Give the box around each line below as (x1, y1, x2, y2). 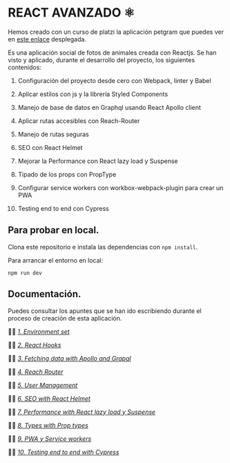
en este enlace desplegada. (8, 35, 87, 43)
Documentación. (8, 288, 82, 300)
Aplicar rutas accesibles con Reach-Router (17, 116, 140, 125)
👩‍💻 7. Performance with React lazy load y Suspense (8, 408, 156, 416)
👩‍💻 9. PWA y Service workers (8, 434, 92, 443)
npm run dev (8, 270, 42, 276)
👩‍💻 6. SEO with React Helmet (8, 394, 90, 402)
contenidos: (8, 63, 42, 71)
